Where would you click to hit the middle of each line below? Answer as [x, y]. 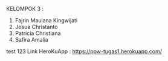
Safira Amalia [31, 40]
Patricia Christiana [38, 33]
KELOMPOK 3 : [25, 9]
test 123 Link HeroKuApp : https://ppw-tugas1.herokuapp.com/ [84, 51]
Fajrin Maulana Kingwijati [46, 20]
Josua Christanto [36, 27]
